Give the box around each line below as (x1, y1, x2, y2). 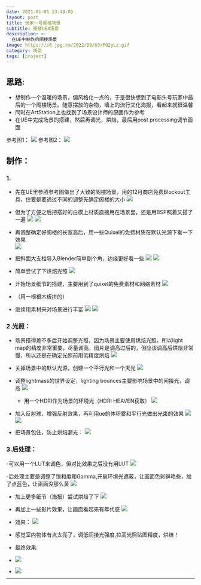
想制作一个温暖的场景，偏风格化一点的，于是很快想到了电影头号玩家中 (14, 94, 188, 101)
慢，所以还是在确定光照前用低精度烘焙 (14, 352, 109, 359)
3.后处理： (6, 445, 37, 453)
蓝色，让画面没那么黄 (16, 480, 69, 487)
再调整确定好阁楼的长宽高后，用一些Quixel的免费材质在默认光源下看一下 (14, 228, 193, 236)
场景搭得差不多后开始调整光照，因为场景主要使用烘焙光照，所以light (14, 337, 184, 344)
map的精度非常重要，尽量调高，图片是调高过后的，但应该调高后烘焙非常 (14, 345, 194, 352)
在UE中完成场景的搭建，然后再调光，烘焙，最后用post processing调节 (14, 116, 188, 123)
